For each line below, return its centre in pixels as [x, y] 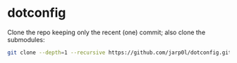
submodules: [26, 39]
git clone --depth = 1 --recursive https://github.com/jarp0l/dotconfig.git [120, 52]
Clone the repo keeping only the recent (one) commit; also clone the [107, 32]
